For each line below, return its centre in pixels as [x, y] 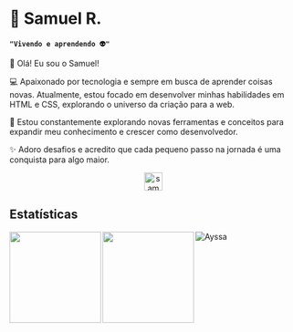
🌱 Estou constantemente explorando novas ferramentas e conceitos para [147, 121]
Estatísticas [44, 215]
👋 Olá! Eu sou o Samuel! [54, 63]
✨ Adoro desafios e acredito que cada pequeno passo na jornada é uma [145, 149]
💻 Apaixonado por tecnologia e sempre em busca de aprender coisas [141, 81]
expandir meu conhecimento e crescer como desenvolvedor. [124, 131]
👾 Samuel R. [56, 19]
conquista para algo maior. [59, 160]
